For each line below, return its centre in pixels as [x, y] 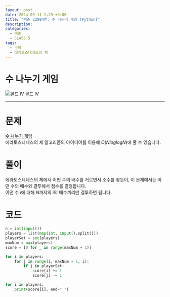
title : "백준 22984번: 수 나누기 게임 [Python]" [53, 19]
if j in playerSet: [44, 266]
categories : [18, 29]
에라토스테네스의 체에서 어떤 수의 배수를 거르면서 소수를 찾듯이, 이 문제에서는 [81, 180]
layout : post [19, 10]
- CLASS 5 [20, 39]
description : [19, 24]
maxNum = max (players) [29, 243]
